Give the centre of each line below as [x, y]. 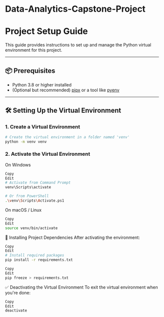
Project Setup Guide [47, 32]
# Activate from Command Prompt [38, 183]
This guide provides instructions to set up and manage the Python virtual [78, 45]
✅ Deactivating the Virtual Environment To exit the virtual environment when [82, 287]
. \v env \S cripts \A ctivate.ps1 [35, 201]
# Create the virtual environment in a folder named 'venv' [68, 137]
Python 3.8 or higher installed [42, 85]
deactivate [16, 311]
